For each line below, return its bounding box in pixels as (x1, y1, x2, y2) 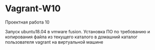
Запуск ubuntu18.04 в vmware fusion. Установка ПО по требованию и (5, 28, 150, 34)
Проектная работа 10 (5, 19, 50, 25)
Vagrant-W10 (5, 3, 61, 14)
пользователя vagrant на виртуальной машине (5, 39, 103, 45)
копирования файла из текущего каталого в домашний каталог (5, 34, 138, 40)
